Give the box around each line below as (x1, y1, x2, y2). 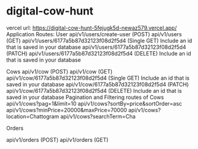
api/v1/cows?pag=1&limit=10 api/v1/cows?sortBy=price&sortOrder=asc (6, 100, 182, 107)
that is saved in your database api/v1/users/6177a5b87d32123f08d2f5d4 (6, 43, 187, 51)
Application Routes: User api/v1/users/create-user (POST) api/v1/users (6, 30, 182, 37)
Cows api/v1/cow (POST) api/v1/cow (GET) (6, 68, 113, 75)
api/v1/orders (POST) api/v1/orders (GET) (6, 136, 109, 143)
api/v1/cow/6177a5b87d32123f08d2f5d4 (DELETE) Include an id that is (6, 87, 182, 94)
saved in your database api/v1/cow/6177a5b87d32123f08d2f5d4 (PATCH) (6, 80, 189, 88)
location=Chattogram (6, 113, 59, 120)
